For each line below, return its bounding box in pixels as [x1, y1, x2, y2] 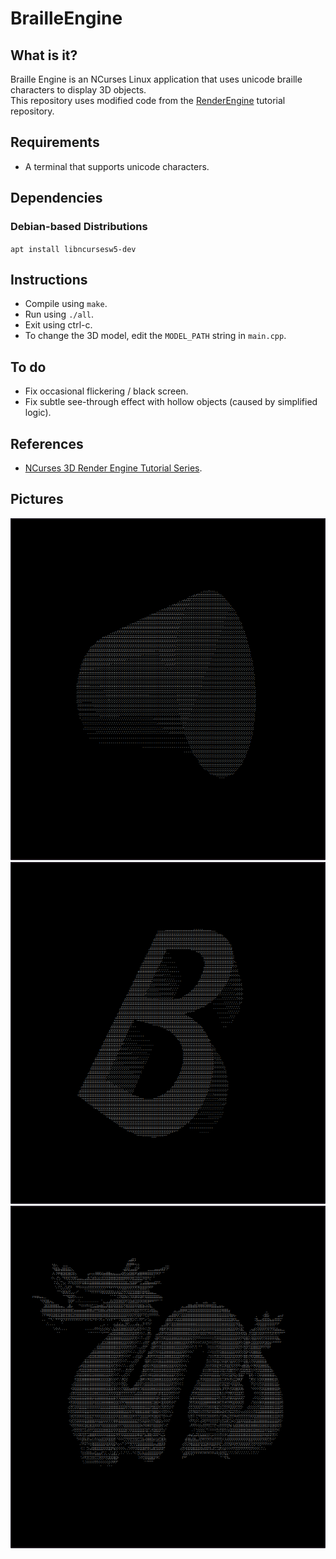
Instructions [10, 271, 88, 288]
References [10, 435, 84, 452]
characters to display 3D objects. [10, 84, 147, 96]
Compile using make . [24, 298, 108, 310]
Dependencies [10, 190, 103, 207]
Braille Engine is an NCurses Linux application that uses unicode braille [10, 73, 303, 85]
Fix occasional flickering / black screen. [24, 385, 189, 397]
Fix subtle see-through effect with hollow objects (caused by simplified [24, 396, 318, 408]
